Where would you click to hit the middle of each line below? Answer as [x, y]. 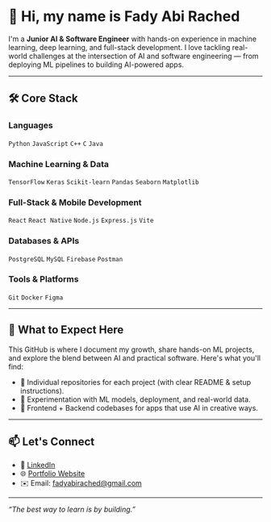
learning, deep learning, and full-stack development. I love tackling [119, 47]
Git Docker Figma [36, 298]
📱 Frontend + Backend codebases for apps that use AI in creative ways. [139, 407]
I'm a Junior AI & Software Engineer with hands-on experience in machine [132, 39]
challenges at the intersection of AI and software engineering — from [144, 56]
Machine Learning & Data [58, 164]
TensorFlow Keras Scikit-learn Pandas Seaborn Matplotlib [104, 182]
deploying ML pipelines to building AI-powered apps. [96, 65]
